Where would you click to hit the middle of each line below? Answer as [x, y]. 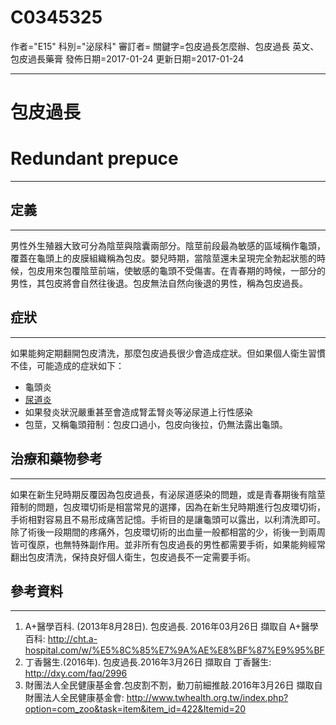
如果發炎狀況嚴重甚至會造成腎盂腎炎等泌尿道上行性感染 [138, 412]
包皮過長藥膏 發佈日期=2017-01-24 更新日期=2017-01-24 [127, 58]
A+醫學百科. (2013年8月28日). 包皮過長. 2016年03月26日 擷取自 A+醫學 [171, 627]
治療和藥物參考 [56, 459]
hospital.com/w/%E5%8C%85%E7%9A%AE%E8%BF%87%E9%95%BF [174, 650]
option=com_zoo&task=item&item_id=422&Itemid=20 [135, 709]
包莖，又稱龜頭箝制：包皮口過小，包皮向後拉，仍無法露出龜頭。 [156, 424]
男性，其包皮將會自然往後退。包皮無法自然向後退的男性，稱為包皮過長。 [159, 283]
